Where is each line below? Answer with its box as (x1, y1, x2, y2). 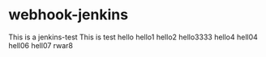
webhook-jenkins (8, 6, 128, 24)
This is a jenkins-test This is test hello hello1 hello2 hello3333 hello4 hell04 (8, 32, 258, 42)
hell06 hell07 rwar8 (8, 40, 73, 50)
